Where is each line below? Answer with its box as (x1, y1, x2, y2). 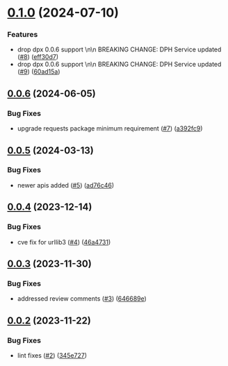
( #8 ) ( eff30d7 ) (17, 53, 59, 61)
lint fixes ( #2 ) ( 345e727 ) (17, 351, 88, 359)
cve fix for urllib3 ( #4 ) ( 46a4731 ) (17, 238, 111, 246)
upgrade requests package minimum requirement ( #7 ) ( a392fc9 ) (17, 124, 203, 133)
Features (7, 30, 38, 40)
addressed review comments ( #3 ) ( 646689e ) (17, 294, 147, 303)
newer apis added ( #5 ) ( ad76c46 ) (17, 181, 115, 189)
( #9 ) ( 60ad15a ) (17, 67, 60, 76)
